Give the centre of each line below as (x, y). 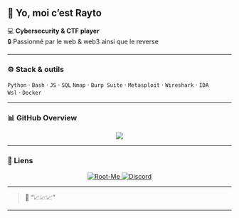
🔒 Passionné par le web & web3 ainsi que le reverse (83, 41)
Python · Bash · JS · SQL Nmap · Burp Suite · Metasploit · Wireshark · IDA (108, 85)
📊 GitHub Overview (42, 118)
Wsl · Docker (25, 93)
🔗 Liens (20, 161)
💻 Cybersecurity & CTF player (53, 31)
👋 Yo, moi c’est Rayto (54, 13)
